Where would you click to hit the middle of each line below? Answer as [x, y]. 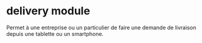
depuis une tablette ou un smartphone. [55, 33]
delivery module [48, 11]
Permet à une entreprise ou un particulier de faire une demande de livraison [101, 27]
